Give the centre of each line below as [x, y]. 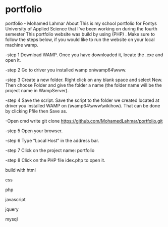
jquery [12, 209]
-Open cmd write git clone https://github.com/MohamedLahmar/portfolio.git [84, 121]
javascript [16, 199]
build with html [21, 170]
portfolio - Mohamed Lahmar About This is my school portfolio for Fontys [81, 23]
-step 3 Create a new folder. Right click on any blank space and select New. [84, 80]
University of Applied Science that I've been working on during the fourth [81, 28]
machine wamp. [22, 45]
